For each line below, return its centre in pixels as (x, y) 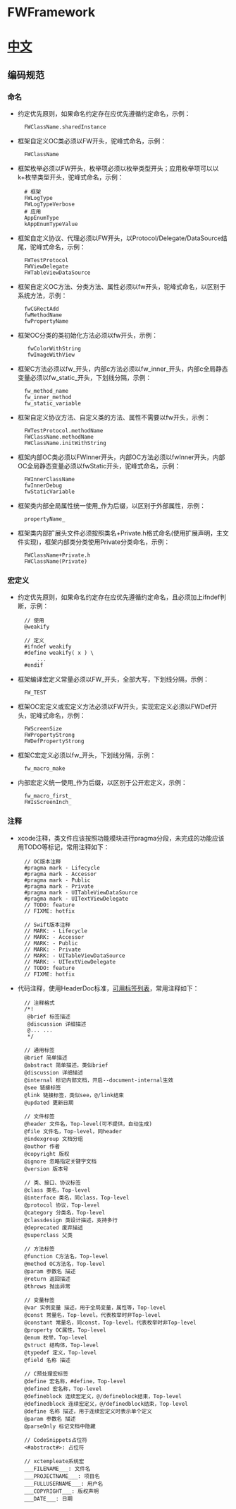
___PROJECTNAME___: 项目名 (62, 1476)
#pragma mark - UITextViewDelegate (76, 899)
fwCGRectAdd (42, 309)
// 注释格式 (39, 1003)
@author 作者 (42, 1146)
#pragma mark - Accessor (61, 874)
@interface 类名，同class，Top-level (77, 1197)
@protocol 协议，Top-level (62, 1205)
